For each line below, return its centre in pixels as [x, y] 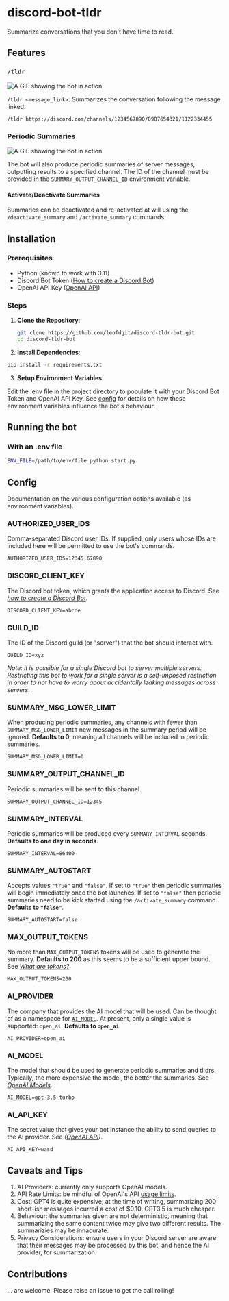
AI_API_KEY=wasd [30, 1150]
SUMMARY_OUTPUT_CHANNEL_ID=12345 [55, 802]
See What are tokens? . [39, 967]
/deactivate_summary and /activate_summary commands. [86, 217]
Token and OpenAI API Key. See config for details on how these [96, 398]
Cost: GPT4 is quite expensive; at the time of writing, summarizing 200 [117, 1202]
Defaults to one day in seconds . [53, 841]
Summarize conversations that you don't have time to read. [90, 32]
